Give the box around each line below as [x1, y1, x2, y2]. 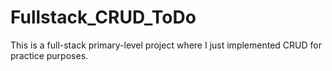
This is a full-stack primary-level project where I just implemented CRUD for [10, 39, 322, 51]
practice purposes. [10, 49, 89, 61]
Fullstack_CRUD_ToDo [10, 6, 197, 29]
